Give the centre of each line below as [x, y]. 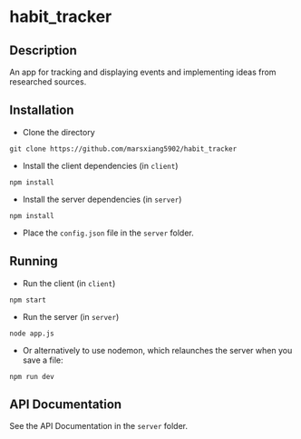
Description [43, 50]
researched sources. [48, 82]
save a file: [43, 360]
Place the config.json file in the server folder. [108, 233]
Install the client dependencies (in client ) [100, 165]
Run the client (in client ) [69, 283]
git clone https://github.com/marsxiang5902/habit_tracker [123, 149]
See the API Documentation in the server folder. [99, 426]
